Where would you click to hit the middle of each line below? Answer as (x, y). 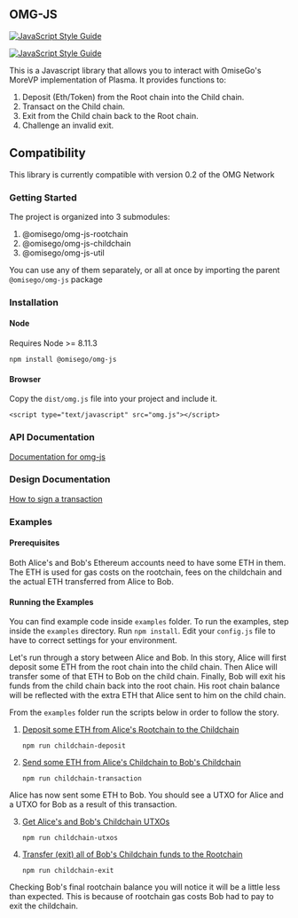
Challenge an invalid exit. (68, 125)
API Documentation (52, 437)
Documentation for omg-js (58, 457)
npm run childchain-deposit (74, 746)
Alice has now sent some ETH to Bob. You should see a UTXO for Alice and (146, 795)
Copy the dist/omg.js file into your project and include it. (114, 399)
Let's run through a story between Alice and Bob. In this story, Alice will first (148, 658)
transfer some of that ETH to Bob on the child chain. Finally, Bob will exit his (147, 677)
